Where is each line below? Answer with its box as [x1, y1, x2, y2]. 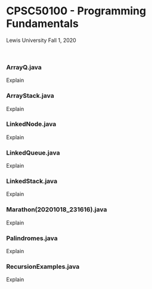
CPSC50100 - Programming [6, 4, 147, 18]
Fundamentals [6, 17, 79, 30]
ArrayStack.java [6, 91, 55, 100]
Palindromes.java [6, 234, 58, 242]
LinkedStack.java [6, 177, 58, 186]
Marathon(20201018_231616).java [6, 205, 107, 214]
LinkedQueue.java [6, 148, 60, 156]
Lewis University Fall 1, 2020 [6, 36, 76, 44]
